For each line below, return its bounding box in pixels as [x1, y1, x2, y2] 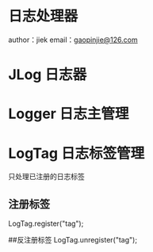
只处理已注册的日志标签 [8, 172, 85, 181]
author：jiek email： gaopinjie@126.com [8, 35, 138, 44]
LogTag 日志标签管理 [8, 144, 145, 162]
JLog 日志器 [8, 66, 87, 84]
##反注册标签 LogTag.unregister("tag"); [8, 235, 137, 245]
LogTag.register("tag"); [8, 219, 84, 228]
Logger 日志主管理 [8, 105, 129, 123]
